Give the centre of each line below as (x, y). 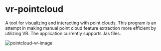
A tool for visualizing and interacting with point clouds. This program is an (81, 23)
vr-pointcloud (34, 9)
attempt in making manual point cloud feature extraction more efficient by (81, 28)
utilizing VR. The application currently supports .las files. (63, 33)
